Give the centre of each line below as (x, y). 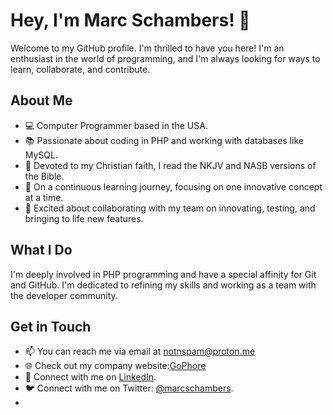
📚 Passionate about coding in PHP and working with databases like (164, 140)
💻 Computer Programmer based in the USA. (116, 125)
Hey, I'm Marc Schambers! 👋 (130, 20)
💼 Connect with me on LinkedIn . (90, 377)
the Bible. (44, 176)
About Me (41, 100)
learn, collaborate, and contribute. (80, 69)
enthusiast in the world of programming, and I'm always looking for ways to (165, 58)
